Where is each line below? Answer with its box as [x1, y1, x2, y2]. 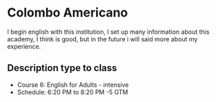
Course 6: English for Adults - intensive [17, 81, 129, 89]
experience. [7, 42, 41, 50]
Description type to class [7, 62, 117, 74]
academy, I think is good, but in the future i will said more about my [7, 34, 198, 43]
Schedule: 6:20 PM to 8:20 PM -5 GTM [17, 88, 128, 96]
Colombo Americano [7, 5, 128, 21]
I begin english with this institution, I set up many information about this [7, 28, 210, 36]
